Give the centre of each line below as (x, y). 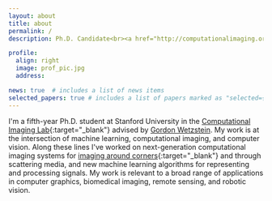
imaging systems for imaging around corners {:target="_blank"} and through (135, 156)
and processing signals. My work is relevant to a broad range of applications (136, 173)
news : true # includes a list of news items (86, 90)
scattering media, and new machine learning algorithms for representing (129, 164)
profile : (23, 53)
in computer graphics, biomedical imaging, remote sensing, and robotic (127, 181)
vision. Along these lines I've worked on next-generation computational (127, 147)
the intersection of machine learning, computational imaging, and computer (134, 138)
